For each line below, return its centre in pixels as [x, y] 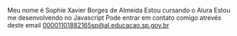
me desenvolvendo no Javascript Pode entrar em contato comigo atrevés [114, 18]
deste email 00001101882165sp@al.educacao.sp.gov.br [88, 25]
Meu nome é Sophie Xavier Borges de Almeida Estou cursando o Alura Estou [119, 10]
